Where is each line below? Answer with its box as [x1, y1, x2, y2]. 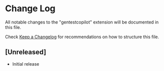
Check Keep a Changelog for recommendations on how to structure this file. [5, 34, 160, 40]
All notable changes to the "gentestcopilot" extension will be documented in [5, 19, 159, 25]
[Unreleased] [5, 48, 47, 56]
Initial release [12, 61, 39, 67]
